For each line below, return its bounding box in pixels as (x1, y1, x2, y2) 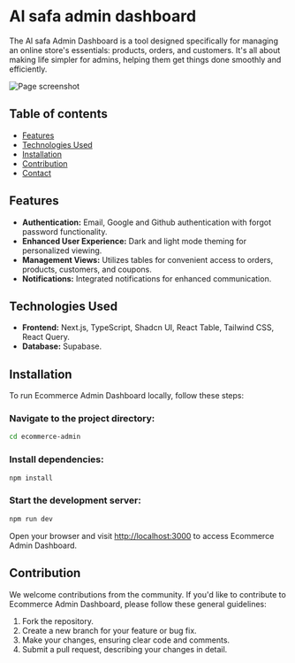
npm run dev (9, 514, 53, 523)
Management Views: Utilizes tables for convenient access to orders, (21, 254, 274, 265)
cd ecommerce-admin (9, 432, 81, 442)
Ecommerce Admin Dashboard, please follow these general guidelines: (9, 598, 267, 609)
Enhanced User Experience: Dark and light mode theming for (21, 235, 247, 246)
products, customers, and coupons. (21, 264, 152, 274)
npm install (9, 474, 53, 482)
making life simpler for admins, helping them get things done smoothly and (9, 54, 282, 65)
